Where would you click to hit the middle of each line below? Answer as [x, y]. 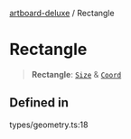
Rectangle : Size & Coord [76, 74]
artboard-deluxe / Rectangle [62, 13]
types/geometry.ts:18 [49, 125]
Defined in [39, 103]
